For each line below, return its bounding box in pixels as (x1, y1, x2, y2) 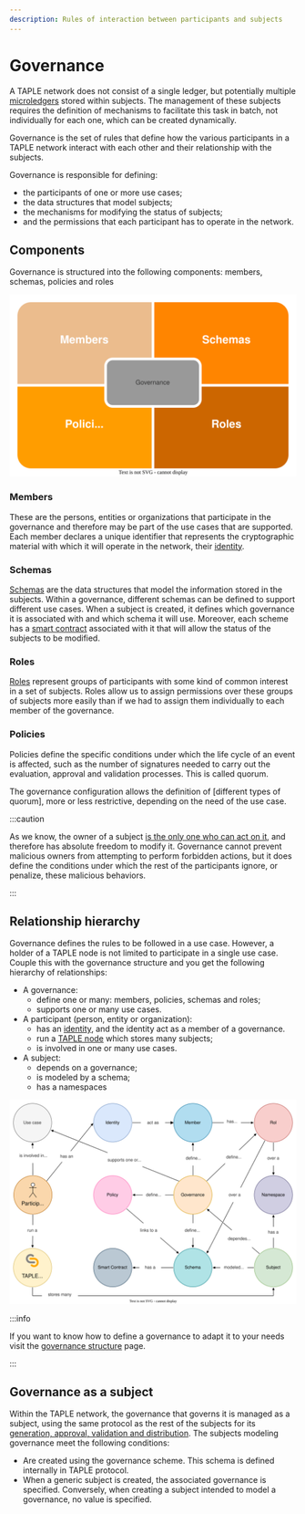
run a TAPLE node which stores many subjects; (36, 1033, 214, 1044)
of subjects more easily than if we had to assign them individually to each (9, 695, 285, 706)
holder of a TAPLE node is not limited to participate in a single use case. (9, 947, 280, 958)
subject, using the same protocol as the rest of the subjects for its (9, 1418, 257, 1429)
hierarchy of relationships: (9, 967, 107, 978)
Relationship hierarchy (9, 914, 141, 929)
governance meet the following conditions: (9, 1437, 170, 1448)
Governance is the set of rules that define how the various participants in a (9, 132, 290, 143)
